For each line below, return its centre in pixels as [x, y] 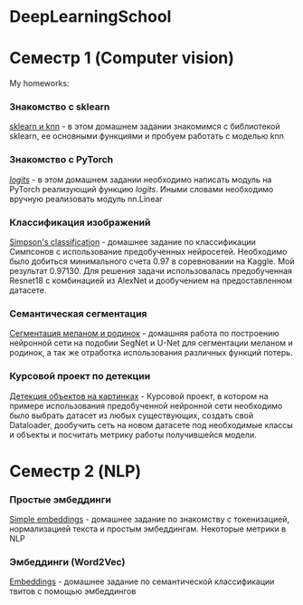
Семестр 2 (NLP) [76, 471]
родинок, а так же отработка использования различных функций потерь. [151, 353]
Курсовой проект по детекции [80, 376]
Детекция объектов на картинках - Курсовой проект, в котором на [139, 395]
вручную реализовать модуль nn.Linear [86, 199]
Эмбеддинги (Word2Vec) [67, 562]
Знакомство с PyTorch [62, 160]
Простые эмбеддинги [60, 499]
